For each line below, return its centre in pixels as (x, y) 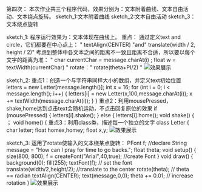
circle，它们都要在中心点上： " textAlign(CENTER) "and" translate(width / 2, (101, 45)
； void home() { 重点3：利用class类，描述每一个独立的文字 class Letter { (98, 122)
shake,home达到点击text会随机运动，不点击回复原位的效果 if (82, 108)
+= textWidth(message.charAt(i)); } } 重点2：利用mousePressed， (89, 101)
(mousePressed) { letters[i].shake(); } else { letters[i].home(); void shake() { (100, 115)
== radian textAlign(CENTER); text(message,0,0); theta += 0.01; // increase (100, 176)
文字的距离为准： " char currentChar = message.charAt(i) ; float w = (91, 60)
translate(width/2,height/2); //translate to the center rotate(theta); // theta (98, 169)
